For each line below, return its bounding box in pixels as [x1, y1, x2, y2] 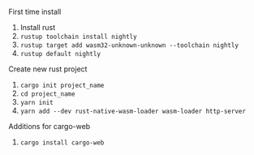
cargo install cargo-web [19, 139, 105, 147]
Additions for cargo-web [8, 122, 91, 131]
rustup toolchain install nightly [19, 32, 137, 41]
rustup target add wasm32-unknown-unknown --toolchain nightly [19, 41, 239, 50]
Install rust [19, 23, 55, 32]
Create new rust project [8, 64, 88, 74]
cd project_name [19, 90, 75, 98]
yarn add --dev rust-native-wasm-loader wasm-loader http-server [19, 107, 246, 115]
